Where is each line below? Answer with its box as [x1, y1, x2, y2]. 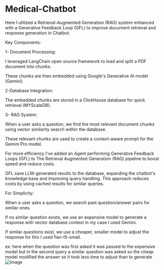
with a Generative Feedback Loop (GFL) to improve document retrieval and [5, 24, 156, 30]
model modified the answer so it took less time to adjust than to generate [5, 254, 153, 260]
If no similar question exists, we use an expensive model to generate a [5, 214, 147, 220]
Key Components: [5, 39, 41, 45]
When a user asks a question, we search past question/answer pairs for [5, 199, 150, 206]
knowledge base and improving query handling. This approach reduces [5, 175, 149, 181]
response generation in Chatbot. [5, 30, 70, 36]
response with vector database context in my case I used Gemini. [5, 219, 137, 225]
